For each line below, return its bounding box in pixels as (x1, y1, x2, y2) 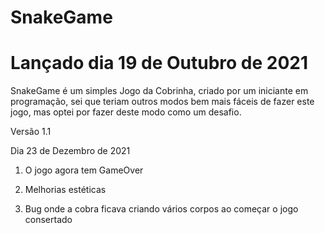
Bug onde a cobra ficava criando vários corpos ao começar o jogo (24, 203, 299, 215)
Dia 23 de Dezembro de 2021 (10, 145, 131, 157)
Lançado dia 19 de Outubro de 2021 (10, 52, 308, 75)
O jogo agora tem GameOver (24, 164, 144, 176)
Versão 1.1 (10, 126, 52, 138)
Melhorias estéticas (24, 184, 107, 196)
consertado (24, 214, 73, 226)
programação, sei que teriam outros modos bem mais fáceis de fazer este (10, 96, 315, 108)
